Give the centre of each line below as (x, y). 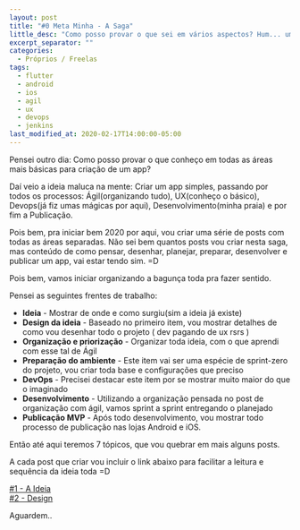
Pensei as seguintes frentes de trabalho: (83, 295)
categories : (31, 51)
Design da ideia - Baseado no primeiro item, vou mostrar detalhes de (150, 322)
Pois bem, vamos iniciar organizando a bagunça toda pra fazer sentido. (141, 278)
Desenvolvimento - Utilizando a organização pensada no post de (143, 398)
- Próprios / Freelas (58, 59)
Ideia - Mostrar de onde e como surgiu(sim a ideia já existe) (132, 312)
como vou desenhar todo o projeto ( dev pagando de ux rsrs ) (136, 331)
